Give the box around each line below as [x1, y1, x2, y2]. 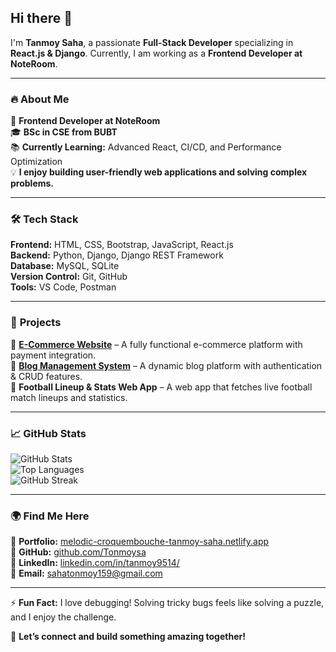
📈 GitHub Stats [10, 426, 87, 440]
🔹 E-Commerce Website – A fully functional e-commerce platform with [10, 338, 303, 350]
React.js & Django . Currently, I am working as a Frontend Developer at [10, 47, 303, 59]
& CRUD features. [10, 370, 83, 382]
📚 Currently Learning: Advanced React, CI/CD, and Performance [10, 141, 282, 153]
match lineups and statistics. [10, 391, 128, 403]
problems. [10, 177, 55, 190]
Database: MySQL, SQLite [10, 260, 120, 272]
